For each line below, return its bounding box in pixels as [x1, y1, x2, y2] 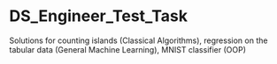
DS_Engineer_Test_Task [9, 6, 189, 26]
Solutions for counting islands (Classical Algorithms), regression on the [9, 35, 268, 46]
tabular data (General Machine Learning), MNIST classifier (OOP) [9, 44, 246, 54]
